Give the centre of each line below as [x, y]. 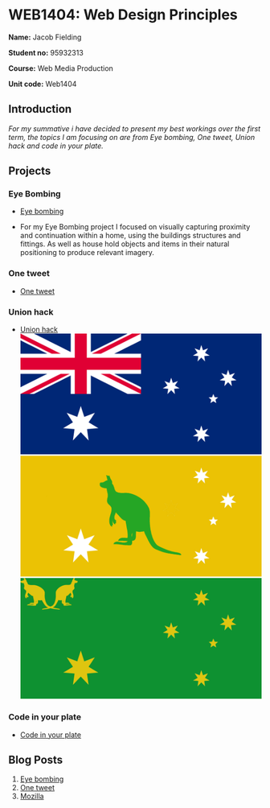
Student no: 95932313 [46, 52]
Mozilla [32, 796]
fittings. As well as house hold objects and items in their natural [125, 244]
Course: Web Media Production [61, 68]
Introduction [40, 109]
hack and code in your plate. [56, 146]
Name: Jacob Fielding [45, 37]
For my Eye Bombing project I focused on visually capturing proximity [135, 227]
